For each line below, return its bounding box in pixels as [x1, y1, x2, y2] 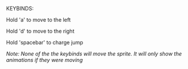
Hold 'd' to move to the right [6, 27, 75, 34]
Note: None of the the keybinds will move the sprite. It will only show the [6, 50, 182, 57]
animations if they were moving [6, 57, 83, 63]
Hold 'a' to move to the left [6, 16, 71, 23]
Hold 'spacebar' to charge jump [6, 39, 84, 46]
